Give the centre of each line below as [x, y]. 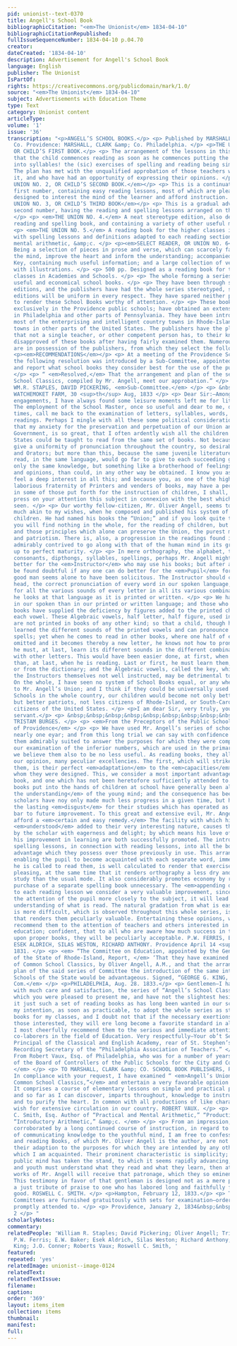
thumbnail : [23, 1319]
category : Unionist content [49, 112]
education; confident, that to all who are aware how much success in [120, 931]
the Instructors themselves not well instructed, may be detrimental [118, 676]
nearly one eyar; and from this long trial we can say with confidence [121, 735]
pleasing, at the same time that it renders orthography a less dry [116, 873]
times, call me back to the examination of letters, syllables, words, [121, 414]
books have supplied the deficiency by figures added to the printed [118, 611]
